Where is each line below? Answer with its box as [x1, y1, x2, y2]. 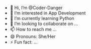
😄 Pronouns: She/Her [10, 33, 56, 39]
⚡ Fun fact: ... [10, 39, 38, 45]
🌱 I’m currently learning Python [10, 15, 74, 21]
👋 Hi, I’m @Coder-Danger [10, 5, 63, 10]
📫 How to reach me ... [10, 26, 57, 32]
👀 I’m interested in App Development [10, 10, 86, 16]
